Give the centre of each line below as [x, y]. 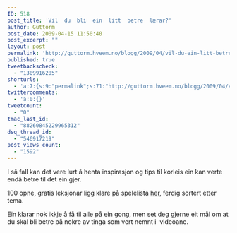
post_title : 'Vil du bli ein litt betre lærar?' [90, 20]
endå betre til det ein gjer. [45, 179]
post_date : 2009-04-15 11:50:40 [55, 34]
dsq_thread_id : [30, 132]
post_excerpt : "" [33, 40]
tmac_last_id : [28, 119]
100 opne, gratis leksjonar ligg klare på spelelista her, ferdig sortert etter [112, 193]
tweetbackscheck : [33, 66]
